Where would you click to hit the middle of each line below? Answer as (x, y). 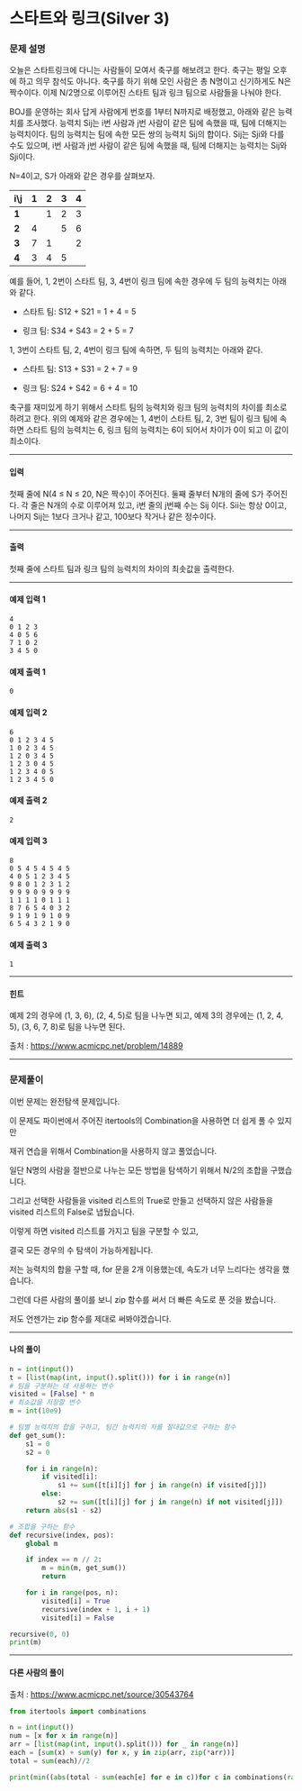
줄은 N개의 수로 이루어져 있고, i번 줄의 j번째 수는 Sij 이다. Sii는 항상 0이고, (159, 505)
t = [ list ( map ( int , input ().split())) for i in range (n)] (120, 1377)
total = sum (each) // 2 (50, 1761)
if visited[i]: (70, 1477)
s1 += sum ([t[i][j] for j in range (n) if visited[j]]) (162, 1486)
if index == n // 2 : (64, 1559)
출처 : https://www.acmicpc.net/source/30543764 (102, 1694)
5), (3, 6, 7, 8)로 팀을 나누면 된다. (67, 1027)
